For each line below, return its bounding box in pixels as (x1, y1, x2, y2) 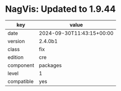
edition (7, 53, 24, 60)
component (7, 62, 35, 69)
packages (39, 62, 62, 69)
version (7, 38, 25, 45)
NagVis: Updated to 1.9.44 (5, 3, 116, 15)
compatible (7, 78, 34, 85)
